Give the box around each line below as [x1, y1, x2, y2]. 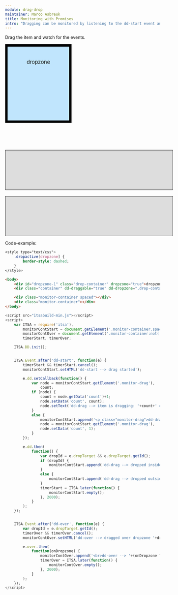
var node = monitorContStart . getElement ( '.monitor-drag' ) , [31, 380, 155, 385]
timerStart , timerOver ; [23, 336, 71, 341]
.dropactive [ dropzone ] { [14, 254, 65, 259]
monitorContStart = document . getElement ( [23, 327, 109, 332]
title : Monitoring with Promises [5, 16, 74, 21]
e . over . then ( [23, 544, 50, 549]
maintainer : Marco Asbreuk [5, 12, 60, 17]
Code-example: [5, 240, 37, 246]
